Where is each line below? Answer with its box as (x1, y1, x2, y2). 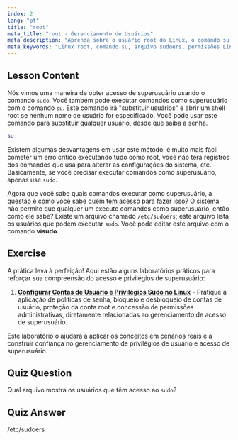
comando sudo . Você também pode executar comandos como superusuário (7, 96, 228, 104)
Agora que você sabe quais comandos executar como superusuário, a (7, 189, 212, 197)
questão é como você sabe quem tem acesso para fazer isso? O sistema (7, 197, 220, 205)
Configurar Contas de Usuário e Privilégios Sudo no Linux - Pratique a (17, 287, 227, 296)
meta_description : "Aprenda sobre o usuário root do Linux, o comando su (7, 37, 230, 44)
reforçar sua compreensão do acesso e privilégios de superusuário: (7, 274, 205, 282)
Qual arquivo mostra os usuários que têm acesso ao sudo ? (7, 386, 177, 395)
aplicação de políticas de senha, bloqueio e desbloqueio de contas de (17, 295, 222, 304)
